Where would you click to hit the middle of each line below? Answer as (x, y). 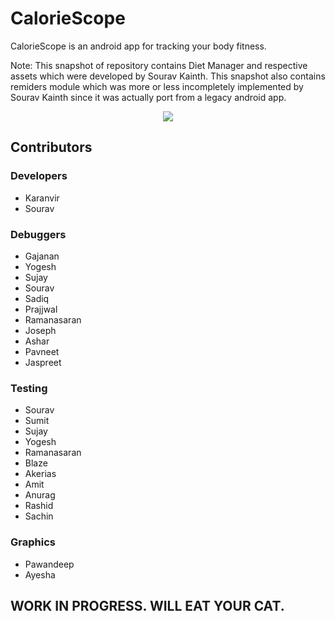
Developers (39, 176)
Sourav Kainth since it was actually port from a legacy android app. (148, 97)
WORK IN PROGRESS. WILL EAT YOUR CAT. (147, 605)
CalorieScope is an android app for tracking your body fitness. (138, 46)
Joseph (40, 330)
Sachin (39, 516)
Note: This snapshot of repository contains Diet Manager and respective (159, 65)
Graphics (33, 542)
